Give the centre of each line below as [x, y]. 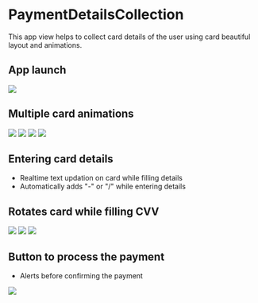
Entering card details [61, 159]
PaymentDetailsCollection [96, 15]
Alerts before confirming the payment [81, 276]
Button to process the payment [87, 256]
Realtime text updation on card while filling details [101, 178]
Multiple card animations [71, 114]
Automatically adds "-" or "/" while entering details [103, 186]
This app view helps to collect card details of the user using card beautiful [129, 37]
